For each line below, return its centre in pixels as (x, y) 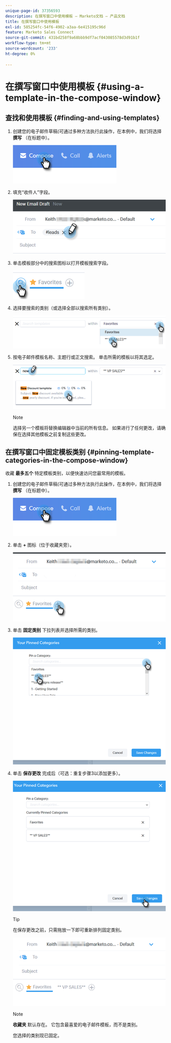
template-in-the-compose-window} (83, 98)
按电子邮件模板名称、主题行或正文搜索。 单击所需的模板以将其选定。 (84, 357)
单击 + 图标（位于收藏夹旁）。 (44, 545)
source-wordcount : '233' (32, 48)
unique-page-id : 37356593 (33, 11)
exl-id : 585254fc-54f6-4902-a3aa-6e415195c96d (55, 27)
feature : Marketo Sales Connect (39, 32)
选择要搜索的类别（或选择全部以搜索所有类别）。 (63, 308)
